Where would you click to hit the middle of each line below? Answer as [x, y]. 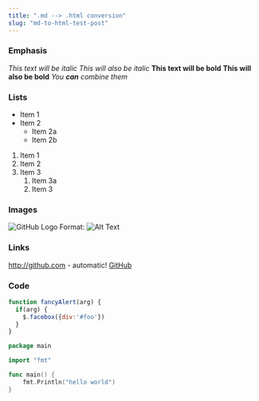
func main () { [32, 375]
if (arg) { [31, 310]
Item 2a [44, 131]
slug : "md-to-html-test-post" [59, 23]
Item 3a [44, 181]
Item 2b [44, 140]
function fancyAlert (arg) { [55, 302]
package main [30, 346]
